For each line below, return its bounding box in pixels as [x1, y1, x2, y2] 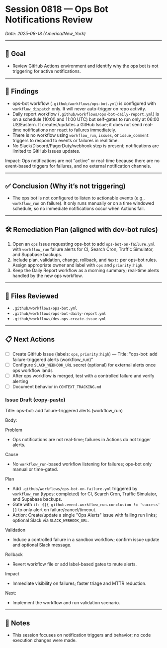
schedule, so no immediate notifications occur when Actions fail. [12, 205, 145, 212]
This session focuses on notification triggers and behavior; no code [12, 632, 151, 638]
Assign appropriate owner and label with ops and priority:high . [12, 262, 144, 268]
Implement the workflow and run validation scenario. [12, 600, 120, 606]
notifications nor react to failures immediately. [22, 127, 117, 133]
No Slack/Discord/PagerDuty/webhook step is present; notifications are [12, 143, 159, 149]
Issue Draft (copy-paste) [5, 396, 66, 403]
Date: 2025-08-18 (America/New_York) [5, 30, 86, 36]
